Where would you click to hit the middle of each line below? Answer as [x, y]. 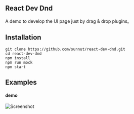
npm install [18, 58]
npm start [16, 67]
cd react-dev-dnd [24, 53]
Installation [23, 37]
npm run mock [19, 62]
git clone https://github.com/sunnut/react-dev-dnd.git [65, 49]
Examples [21, 82]
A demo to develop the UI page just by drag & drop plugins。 [69, 21]
